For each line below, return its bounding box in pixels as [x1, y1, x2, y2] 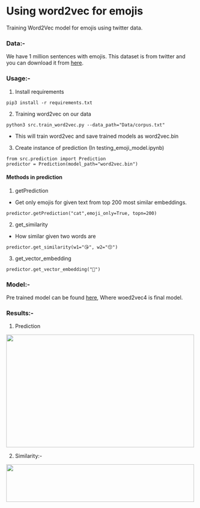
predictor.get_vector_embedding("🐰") [6, 266, 101, 272]
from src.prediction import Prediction [6, 155, 106, 162]
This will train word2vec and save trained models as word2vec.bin [14, 132, 179, 140]
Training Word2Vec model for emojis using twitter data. [6, 24, 143, 31]
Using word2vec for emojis [6, 4, 144, 18]
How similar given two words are [14, 232, 96, 240]
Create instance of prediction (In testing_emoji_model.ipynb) [14, 144, 165, 151]
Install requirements [14, 88, 64, 95]
